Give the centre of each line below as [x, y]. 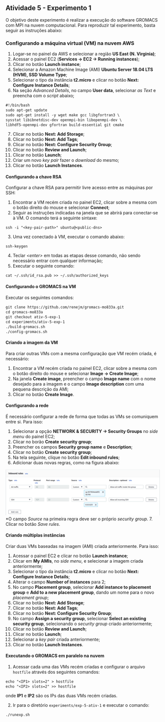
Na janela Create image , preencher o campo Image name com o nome [84, 379]
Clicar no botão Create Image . [43, 394]
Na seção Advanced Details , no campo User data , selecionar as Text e [84, 90]
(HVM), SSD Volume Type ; [40, 75]
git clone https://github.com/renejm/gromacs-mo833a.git [65, 307]
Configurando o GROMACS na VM [41, 286]
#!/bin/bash [18, 105]
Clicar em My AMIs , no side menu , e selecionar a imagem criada [78, 561]
